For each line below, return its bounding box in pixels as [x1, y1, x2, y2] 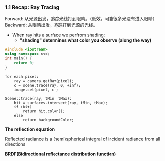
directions [5, 141, 26, 147]
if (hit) [14, 105, 32, 109]
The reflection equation [5, 126, 55, 132]
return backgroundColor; [23, 117, 74, 122]
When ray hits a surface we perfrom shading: [12, 32, 105, 38]
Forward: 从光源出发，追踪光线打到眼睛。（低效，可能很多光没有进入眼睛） [5, 16, 157, 22]
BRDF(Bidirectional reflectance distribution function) [5, 151, 116, 157]
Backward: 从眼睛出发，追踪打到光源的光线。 [5, 22, 98, 28]
